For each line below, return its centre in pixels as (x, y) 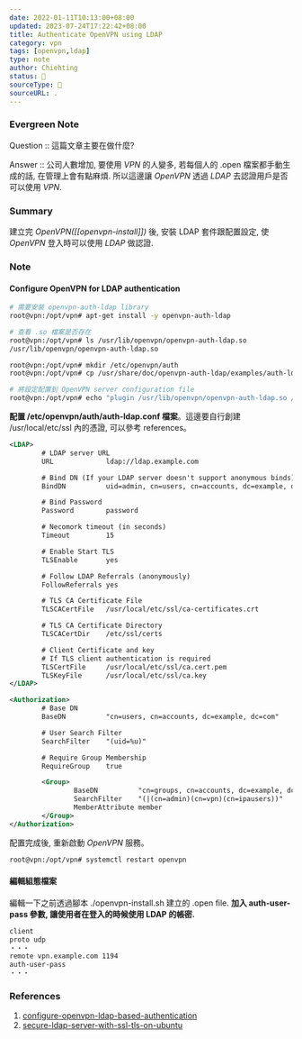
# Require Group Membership (94, 758)
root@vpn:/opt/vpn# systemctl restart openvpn (98, 860)
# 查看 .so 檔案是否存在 (50, 332)
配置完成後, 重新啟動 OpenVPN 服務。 (79, 843)
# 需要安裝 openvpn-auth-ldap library (80, 307)
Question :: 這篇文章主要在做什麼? (72, 145)
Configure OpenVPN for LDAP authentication (95, 288)
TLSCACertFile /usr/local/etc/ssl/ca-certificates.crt (150, 609)
